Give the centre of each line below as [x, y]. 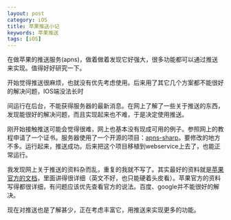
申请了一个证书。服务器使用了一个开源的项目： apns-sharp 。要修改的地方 [117, 137]
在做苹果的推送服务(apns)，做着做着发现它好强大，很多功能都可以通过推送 [113, 60]
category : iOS [27, 20]
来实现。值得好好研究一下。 [46, 68]
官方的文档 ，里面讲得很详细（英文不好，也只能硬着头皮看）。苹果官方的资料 [114, 178]
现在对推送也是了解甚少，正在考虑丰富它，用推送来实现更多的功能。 [103, 210]
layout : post [26, 13]
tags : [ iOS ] [24, 39]
